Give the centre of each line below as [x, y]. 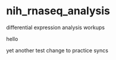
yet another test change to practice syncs [57, 50]
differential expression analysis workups [56, 27]
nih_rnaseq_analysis [58, 11]
